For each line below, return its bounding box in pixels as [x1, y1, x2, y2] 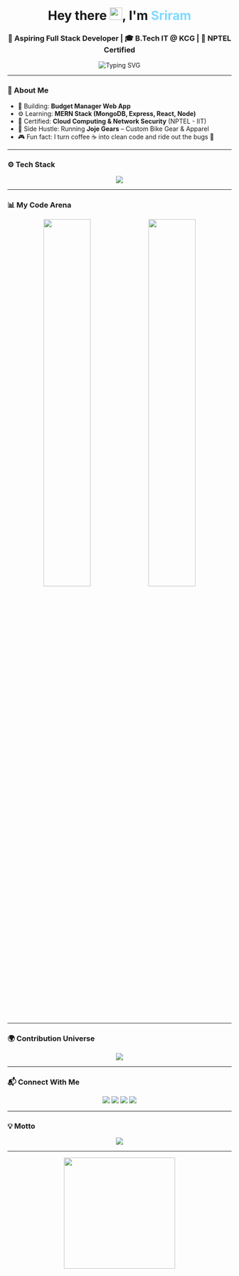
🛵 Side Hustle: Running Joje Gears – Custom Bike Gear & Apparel [17, 124, 210, 133]
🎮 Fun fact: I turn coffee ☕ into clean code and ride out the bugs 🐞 [17, 132, 215, 141]
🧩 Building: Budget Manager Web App [17, 102, 131, 110]
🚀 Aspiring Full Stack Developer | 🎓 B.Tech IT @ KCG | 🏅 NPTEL [7, 33, 232, 43]
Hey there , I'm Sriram [48, 8, 191, 24]
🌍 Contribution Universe [7, 1033, 95, 1043]
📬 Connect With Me [7, 1077, 80, 1087]
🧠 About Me [7, 85, 49, 95]
